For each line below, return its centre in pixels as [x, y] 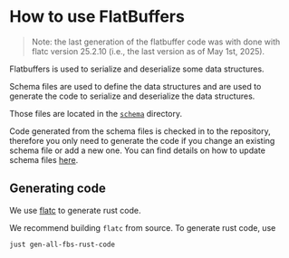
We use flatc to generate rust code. [76, 210]
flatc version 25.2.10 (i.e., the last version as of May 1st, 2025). [148, 51]
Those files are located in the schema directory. [96, 113]
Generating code [58, 189]
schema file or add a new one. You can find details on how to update [137, 150]
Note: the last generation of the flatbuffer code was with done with [156, 42]
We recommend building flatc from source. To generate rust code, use [143, 227]
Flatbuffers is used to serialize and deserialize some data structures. [137, 69]
